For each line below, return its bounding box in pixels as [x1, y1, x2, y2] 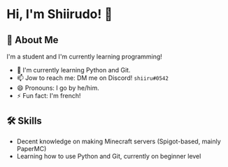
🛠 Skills [6, 115, 43, 127]
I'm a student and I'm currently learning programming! [6, 52, 162, 61]
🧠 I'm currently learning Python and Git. [16, 66, 131, 74]
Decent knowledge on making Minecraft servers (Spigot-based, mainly [16, 137, 221, 145]
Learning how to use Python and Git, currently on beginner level [16, 152, 201, 160]
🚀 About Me [6, 34, 59, 46]
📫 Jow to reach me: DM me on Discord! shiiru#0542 [16, 74, 169, 82]
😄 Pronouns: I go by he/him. [16, 83, 99, 92]
